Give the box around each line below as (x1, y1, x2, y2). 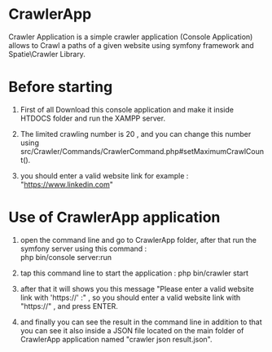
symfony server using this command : (20, 244, 147, 253)
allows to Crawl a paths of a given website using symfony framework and (8, 40, 254, 50)
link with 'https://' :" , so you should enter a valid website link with (20, 293, 241, 302)
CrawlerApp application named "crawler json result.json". (20, 334, 213, 344)
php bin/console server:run (20, 252, 112, 262)
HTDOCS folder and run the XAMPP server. (20, 113, 165, 123)
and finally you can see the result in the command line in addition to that (20, 317, 262, 327)
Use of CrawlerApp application (8, 209, 221, 227)
